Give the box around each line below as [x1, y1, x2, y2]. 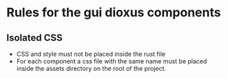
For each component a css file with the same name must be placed [16, 57, 207, 65]
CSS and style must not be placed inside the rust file [16, 50, 166, 58]
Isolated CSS [6, 32, 63, 44]
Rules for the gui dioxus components [6, 5, 221, 20]
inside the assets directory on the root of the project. [16, 65, 167, 72]
